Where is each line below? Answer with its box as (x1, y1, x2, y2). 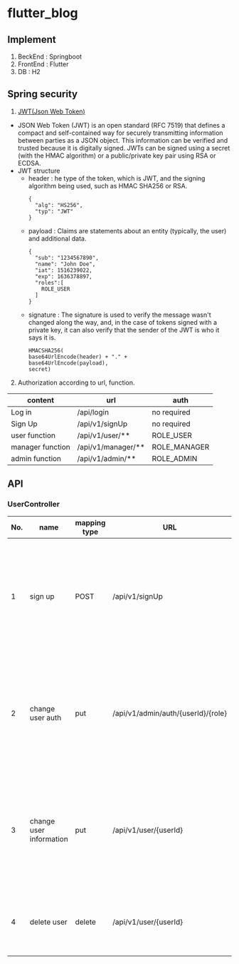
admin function (11, 453, 62, 463)
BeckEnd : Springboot (17, 52, 83, 61)
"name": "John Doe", (34, 260, 96, 268)
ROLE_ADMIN (152, 453, 198, 463)
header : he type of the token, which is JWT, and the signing (28, 173, 206, 183)
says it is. (28, 333, 56, 342)
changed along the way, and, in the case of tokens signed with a (28, 318, 218, 326)
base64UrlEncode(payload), (28, 359, 109, 367)
